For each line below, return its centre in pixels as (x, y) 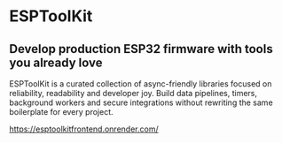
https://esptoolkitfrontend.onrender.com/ (84, 129)
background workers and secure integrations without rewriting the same (141, 102)
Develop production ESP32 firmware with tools (141, 49)
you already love (56, 62)
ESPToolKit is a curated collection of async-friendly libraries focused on (141, 84)
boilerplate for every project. (61, 112)
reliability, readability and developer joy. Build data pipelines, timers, (133, 93)
